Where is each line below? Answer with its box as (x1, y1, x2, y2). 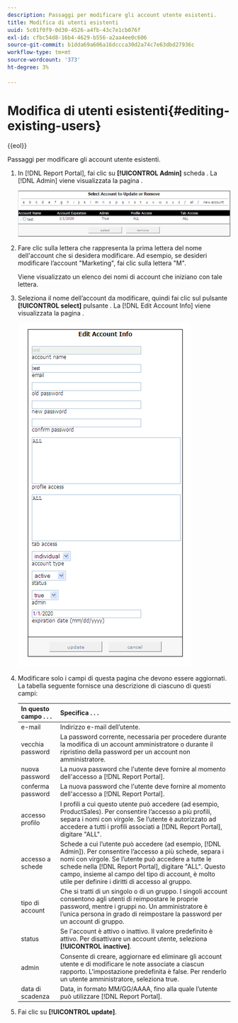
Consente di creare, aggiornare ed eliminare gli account (59, 952, 222, 961)
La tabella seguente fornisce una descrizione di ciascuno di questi (17, 681, 211, 690)
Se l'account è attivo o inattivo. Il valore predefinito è (59, 927, 213, 936)
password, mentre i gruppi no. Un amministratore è (59, 902, 208, 911)
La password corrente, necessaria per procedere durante (59, 732, 227, 741)
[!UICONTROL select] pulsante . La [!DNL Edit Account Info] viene (17, 301, 211, 310)
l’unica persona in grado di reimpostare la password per (59, 910, 222, 918)
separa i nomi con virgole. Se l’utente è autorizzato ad (59, 815, 217, 823)
